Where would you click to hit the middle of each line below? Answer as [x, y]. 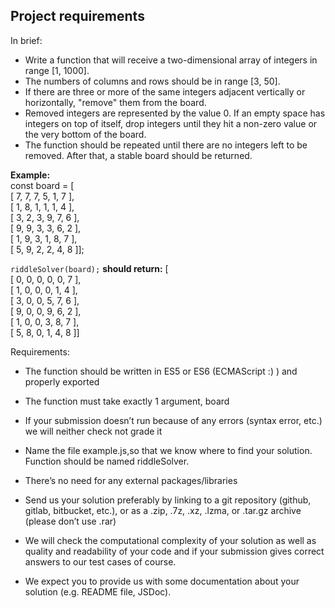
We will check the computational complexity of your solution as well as [170, 540]
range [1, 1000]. [57, 70]
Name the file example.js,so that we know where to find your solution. [168, 450]
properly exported [62, 381]
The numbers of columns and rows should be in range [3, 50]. [152, 81]
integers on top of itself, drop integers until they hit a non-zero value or [171, 123]
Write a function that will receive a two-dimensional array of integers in [171, 60]
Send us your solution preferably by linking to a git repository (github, [168, 500]
